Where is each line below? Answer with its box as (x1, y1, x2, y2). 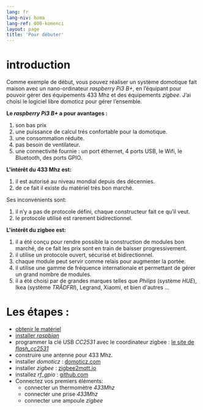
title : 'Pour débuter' (6, 32, 64, 38)
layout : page (6, 26, 40, 32)
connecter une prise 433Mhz (24, 390, 98, 398)
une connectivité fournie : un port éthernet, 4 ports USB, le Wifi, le (15, 147, 182, 155)
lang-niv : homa (6, 15, 45, 21)
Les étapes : (6, 305, 70, 319)
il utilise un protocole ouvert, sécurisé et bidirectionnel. (15, 252, 154, 259)
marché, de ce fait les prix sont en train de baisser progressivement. (15, 245, 188, 252)
